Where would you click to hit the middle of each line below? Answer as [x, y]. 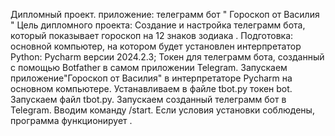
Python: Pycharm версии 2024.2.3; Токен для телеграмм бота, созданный [167, 57]
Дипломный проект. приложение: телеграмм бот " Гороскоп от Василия [165, 14]
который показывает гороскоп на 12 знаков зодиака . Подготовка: [152, 35]
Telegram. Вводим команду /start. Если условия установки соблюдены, [162, 110]
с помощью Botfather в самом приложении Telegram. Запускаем [149, 67]
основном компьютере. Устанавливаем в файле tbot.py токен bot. [151, 88]
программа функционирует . [71, 120]
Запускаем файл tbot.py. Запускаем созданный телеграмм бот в [148, 99]
